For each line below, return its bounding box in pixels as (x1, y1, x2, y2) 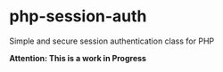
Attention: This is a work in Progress (9, 52, 147, 63)
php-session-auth (9, 6, 147, 27)
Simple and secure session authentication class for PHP (9, 36, 215, 46)
